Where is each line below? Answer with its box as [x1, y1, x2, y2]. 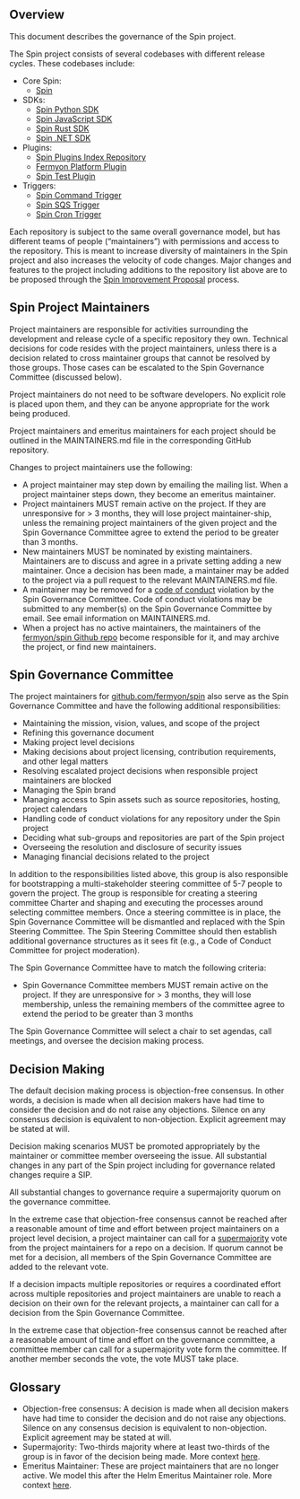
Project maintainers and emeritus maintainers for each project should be [9, 425, 276, 436]
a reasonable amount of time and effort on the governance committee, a [9, 1335, 276, 1346]
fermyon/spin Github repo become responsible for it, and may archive [21, 632, 279, 643]
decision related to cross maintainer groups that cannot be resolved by [9, 352, 270, 363]
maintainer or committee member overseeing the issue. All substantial [9, 1151, 267, 1162]
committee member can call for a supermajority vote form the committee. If [9, 1344, 287, 1354]
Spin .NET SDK [35, 132, 91, 143]
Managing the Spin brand [21, 785, 116, 795]
